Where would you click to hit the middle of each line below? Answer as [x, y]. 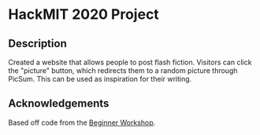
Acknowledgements [59, 104]
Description [37, 44]
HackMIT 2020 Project [84, 15]
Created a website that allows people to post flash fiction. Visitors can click [130, 62]
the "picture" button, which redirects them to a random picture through [123, 71]
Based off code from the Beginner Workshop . [82, 122]
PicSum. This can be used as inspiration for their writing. [100, 79]
